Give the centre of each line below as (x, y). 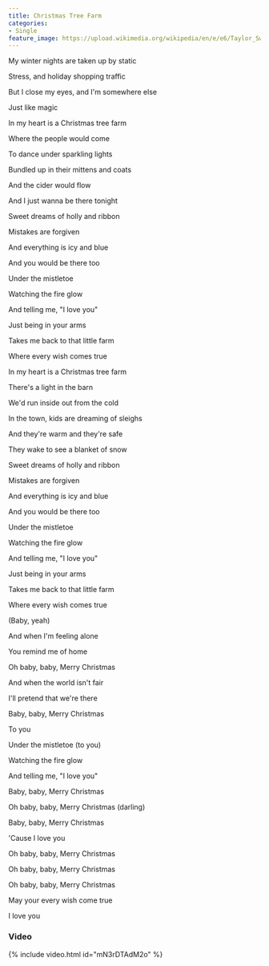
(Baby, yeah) (29, 621)
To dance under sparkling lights (60, 154)
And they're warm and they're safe (66, 434)
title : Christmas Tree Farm (55, 16)
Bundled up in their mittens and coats (70, 170)
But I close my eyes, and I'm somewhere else (83, 92)
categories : (28, 23)
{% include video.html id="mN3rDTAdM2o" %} (86, 954)
